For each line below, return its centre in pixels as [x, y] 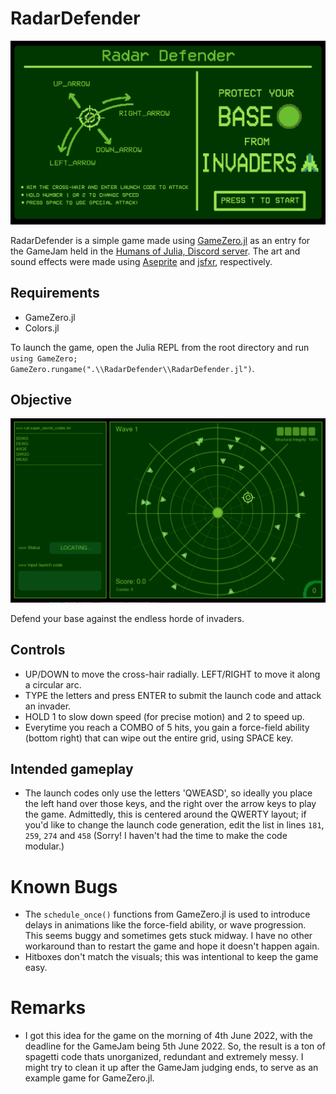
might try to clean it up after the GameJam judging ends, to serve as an [171, 1068]
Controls [38, 650]
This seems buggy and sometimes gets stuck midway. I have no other [168, 936]
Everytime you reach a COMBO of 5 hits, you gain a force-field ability [167, 727]
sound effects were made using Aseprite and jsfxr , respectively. [141, 261]
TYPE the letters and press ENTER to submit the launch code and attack [173, 695]
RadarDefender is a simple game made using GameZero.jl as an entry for [160, 240]
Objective [41, 399]
